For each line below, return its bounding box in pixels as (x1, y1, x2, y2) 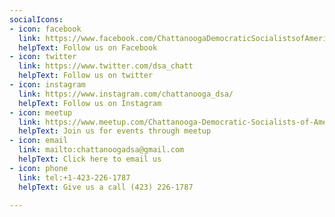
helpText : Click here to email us (18, 154, 162, 164)
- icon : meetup (9, 107, 73, 118)
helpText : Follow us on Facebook (18, 42, 158, 53)
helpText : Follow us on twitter (18, 71, 154, 81)
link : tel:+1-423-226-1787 (18, 172, 131, 183)
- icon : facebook (9, 24, 82, 34)
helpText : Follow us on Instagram (18, 98, 162, 108)
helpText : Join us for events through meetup (18, 126, 212, 136)
